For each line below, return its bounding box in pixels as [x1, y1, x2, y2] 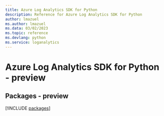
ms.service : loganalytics [5, 40, 59, 45]
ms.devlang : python [5, 35, 46, 40]
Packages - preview [5, 92, 69, 100]
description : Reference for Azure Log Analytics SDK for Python [5, 12, 142, 17]
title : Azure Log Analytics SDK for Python [5, 7, 98, 12]
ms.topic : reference [5, 30, 49, 35]
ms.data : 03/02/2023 [5, 26, 49, 31]
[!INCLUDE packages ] [5, 105, 51, 111]
